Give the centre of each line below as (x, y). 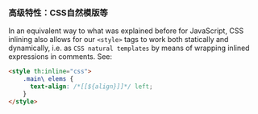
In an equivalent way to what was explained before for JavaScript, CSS (126, 31)
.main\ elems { (48, 79)
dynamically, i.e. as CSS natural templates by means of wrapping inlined (129, 48)
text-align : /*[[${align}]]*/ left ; (91, 87)
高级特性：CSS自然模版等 (58, 12)
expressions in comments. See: (60, 57)
